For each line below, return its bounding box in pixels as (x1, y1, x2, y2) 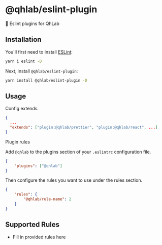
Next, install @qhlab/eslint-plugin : (5, 68, 78, 74)
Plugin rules (5, 139, 30, 145)
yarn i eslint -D (5, 59, 42, 64)
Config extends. (5, 106, 39, 112)
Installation (5, 35, 42, 44)
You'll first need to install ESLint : (5, 48, 73, 55)
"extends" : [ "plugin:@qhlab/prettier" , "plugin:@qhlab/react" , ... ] (10, 125, 158, 130)
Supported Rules (5, 220, 60, 229)
